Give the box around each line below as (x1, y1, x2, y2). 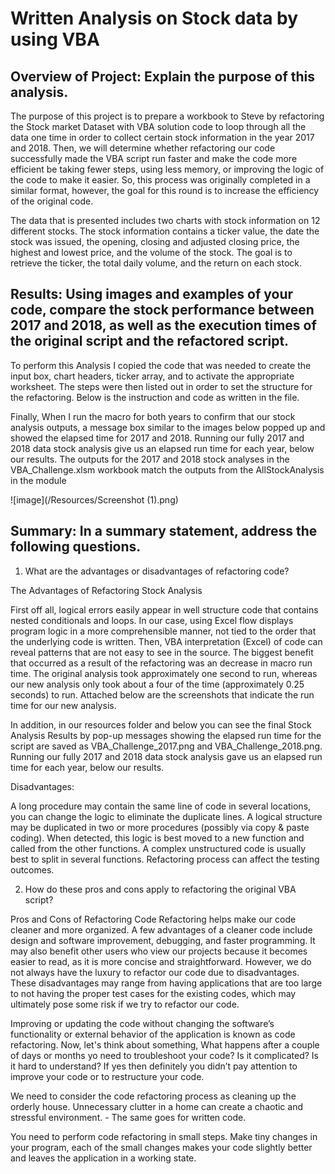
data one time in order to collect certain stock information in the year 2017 (10, 132, 315, 143)
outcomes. (10, 863, 55, 876)
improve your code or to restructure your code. (10, 1070, 205, 1082)
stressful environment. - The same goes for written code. (10, 1111, 247, 1123)
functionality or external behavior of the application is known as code (10, 1028, 296, 1040)
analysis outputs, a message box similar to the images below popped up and (10, 421, 326, 433)
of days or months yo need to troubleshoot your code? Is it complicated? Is (10, 1049, 319, 1061)
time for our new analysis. (10, 699, 117, 711)
